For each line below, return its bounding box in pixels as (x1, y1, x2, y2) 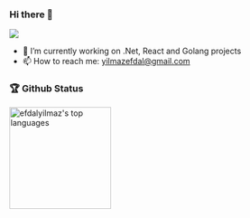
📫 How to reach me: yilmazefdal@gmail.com (22, 56, 191, 67)
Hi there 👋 (9, 8, 54, 21)
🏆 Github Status (9, 82, 84, 95)
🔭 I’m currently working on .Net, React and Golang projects (22, 45, 242, 57)
